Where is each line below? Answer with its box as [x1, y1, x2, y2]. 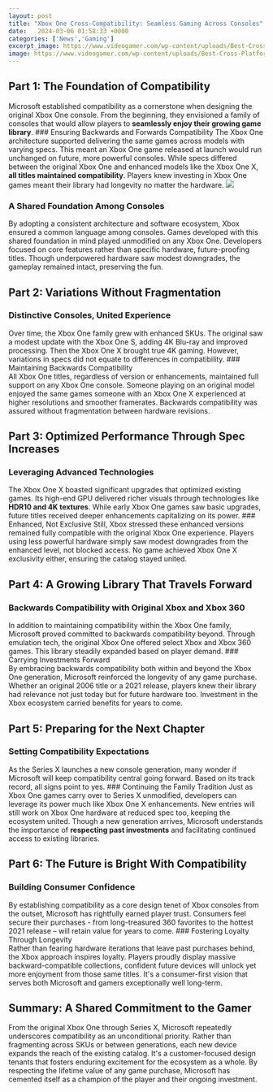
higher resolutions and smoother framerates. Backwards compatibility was [8, 397, 258, 407]
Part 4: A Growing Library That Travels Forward [8, 578, 253, 591]
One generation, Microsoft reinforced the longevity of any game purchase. [8, 672, 258, 682]
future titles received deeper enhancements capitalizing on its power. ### [8, 511, 256, 521]
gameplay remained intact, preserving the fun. [8, 262, 164, 272]
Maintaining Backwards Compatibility [8, 362, 133, 372]
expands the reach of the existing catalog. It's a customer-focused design [8, 1049, 256, 1059]
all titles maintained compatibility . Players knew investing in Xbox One [8, 170, 248, 180]
